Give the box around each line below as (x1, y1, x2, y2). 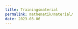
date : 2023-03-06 (5, 16, 41, 21)
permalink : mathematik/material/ (5, 12, 74, 17)
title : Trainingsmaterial (5, 7, 58, 12)
